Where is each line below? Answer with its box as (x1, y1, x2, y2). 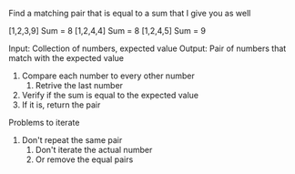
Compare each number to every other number (21, 70, 195, 81)
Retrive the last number (35, 80, 124, 90)
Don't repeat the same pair (21, 135, 123, 145)
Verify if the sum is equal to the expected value (21, 90, 199, 100)
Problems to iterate (8, 118, 80, 128)
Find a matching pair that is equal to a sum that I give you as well (8, 8, 251, 18)
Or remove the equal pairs (35, 154, 134, 165)
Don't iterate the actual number (35, 145, 153, 155)
